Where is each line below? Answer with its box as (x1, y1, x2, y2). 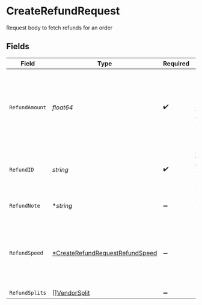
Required (163, 59, 190, 67)
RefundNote (9, 202, 40, 209)
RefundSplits (9, 289, 47, 296)
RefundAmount (9, 104, 47, 110)
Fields (6, 41, 30, 52)
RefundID (9, 166, 34, 173)
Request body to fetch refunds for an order (6, 24, 113, 31)
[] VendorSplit (52, 288, 90, 297)
